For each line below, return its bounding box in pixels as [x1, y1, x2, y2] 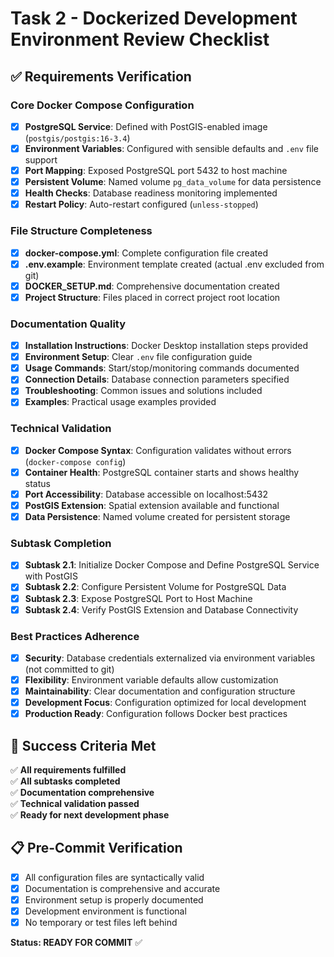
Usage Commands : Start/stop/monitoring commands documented [24, 362, 300, 374]
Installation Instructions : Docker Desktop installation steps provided [24, 340, 309, 352]
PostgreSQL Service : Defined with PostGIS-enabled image [24, 120, 268, 132]
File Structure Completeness [10, 224, 153, 238]
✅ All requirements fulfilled [10, 764, 127, 776]
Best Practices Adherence [10, 629, 140, 643]
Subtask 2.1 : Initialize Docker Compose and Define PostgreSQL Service [24, 559, 320, 571]
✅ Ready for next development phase [10, 809, 170, 821]
